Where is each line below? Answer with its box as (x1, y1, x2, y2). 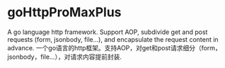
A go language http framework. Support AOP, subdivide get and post (7, 28, 208, 36)
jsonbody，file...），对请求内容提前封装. (7, 52, 122, 61)
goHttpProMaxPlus (7, 4, 122, 21)
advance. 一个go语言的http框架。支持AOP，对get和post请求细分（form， (7, 43, 221, 52)
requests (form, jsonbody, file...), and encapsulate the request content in (7, 35, 219, 43)
